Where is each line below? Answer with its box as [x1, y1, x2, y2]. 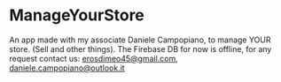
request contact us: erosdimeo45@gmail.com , [9, 53, 179, 63]
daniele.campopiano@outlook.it [9, 63, 126, 73]
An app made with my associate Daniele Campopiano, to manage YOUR [9, 34, 271, 45]
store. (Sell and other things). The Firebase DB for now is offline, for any [9, 43, 272, 54]
